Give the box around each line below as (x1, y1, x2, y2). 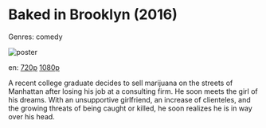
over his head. (8, 111, 56, 121)
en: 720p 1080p (8, 62, 60, 72)
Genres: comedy (8, 32, 63, 41)
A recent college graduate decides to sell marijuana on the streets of (8, 78, 233, 87)
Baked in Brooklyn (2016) (8, 6, 178, 24)
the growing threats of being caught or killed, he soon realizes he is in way (8, 103, 252, 113)
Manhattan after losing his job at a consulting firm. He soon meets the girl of (8, 86, 258, 96)
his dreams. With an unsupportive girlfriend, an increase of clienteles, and (8, 95, 251, 104)
